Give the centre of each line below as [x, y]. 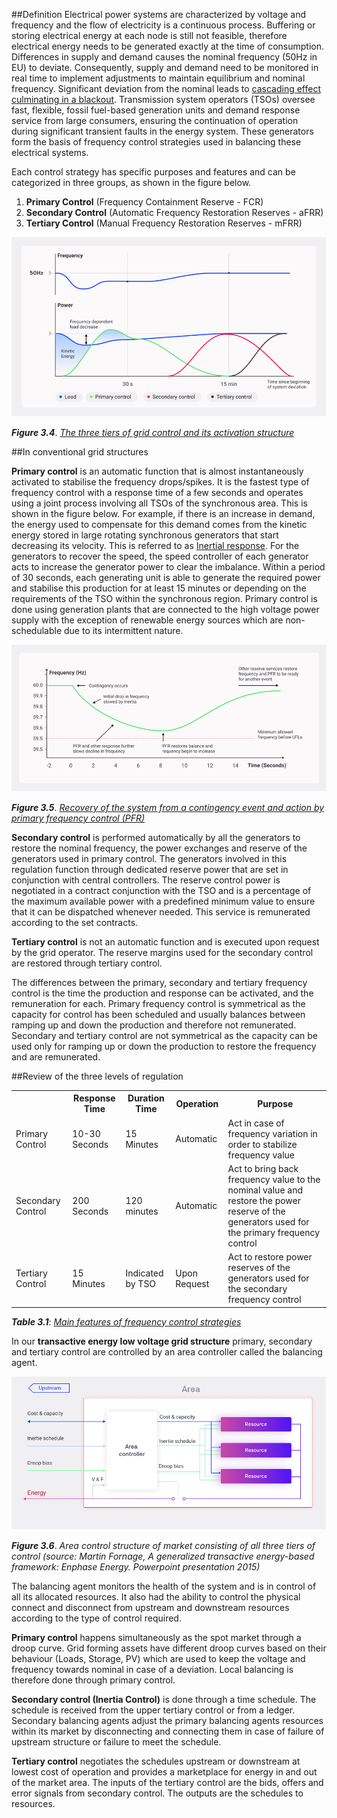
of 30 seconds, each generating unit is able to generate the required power [166, 578]
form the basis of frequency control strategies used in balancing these [156, 142]
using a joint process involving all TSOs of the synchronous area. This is [159, 503]
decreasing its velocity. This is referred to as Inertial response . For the [155, 546]
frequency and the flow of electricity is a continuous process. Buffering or [163, 25]
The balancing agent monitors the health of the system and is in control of [164, 1586]
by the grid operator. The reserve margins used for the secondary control [162, 952]
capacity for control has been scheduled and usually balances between [158, 1014]
